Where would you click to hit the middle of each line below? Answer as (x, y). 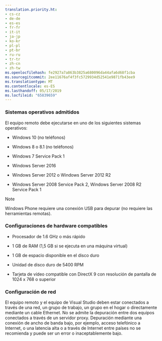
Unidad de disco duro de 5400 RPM (48, 264)
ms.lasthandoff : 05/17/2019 (33, 91)
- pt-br (13, 50)
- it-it (13, 32)
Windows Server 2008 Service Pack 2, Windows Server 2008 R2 (77, 184)
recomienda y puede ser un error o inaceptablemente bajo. (64, 333)
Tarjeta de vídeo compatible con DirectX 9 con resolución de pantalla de (84, 274)
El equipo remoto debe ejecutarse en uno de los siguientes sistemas (73, 123)
